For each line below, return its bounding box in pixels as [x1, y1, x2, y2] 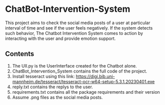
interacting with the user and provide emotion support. [5, 35, 116, 41]
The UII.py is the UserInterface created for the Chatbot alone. [12, 63, 137, 69]
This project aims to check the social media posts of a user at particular [5, 20, 150, 26]
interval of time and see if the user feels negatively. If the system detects [5, 25, 153, 31]
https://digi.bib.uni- [75, 73, 115, 79]
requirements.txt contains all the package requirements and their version [12, 89, 160, 95]
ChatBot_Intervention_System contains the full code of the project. [12, 68, 147, 74]
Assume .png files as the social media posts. [12, 94, 103, 100]
